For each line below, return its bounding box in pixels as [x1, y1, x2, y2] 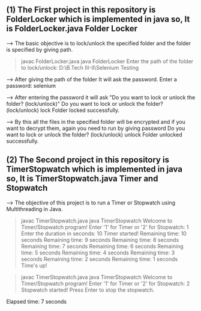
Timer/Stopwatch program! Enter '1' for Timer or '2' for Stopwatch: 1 [20, 223, 189, 230]
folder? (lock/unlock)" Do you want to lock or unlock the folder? [6, 100, 164, 107]
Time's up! [20, 262, 47, 269]
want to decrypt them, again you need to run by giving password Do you [6, 125, 185, 132]
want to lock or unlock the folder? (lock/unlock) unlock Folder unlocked [6, 131, 182, 138]
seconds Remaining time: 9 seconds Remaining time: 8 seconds [20, 236, 179, 243]
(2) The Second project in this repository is [6, 155, 170, 165]
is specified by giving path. [6, 46, 73, 53]
